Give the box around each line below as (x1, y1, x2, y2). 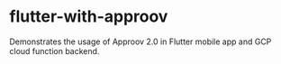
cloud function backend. (9, 45, 100, 56)
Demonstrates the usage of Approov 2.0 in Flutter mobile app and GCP (9, 36, 272, 47)
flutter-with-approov (9, 6, 168, 27)
